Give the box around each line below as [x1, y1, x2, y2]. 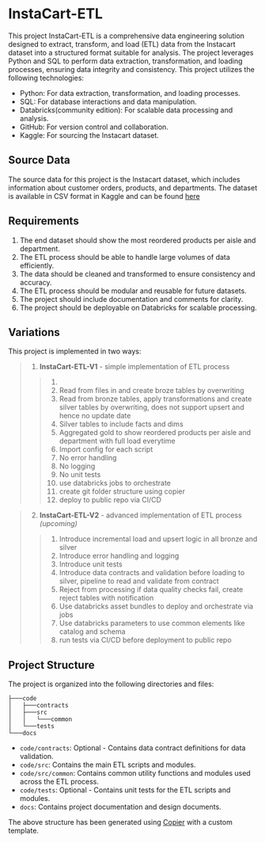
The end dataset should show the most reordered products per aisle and [19, 235, 256, 245]
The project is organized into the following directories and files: [8, 679, 214, 689]
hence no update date [59, 411, 131, 421]
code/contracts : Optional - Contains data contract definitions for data [19, 743, 246, 753]
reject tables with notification [59, 593, 154, 603]
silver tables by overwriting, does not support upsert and [59, 402, 244, 412]
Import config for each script [59, 444, 153, 454]
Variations [8, 326, 61, 339]
